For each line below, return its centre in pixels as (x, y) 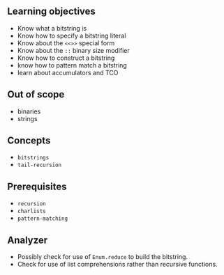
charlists (32, 212)
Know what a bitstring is (52, 28)
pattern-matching (43, 219)
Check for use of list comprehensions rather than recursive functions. (117, 265)
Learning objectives (52, 11)
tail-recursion (39, 165)
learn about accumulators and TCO (68, 72)
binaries (29, 111)
